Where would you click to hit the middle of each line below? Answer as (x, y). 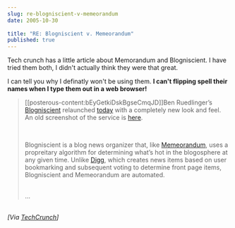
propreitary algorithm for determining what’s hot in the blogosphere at (126, 152)
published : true (31, 40)
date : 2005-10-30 (33, 20)
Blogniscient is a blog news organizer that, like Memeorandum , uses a (126, 145)
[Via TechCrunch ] (33, 217)
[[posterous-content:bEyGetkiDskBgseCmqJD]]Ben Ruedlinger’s (119, 102)
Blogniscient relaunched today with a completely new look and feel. (123, 110)
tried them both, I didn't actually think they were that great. (93, 68)
